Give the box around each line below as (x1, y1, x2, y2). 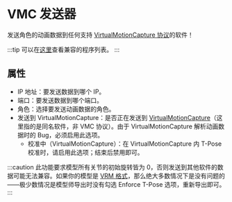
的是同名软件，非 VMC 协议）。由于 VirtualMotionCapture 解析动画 (29, 122, 219, 131)
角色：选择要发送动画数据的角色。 (17, 105, 115, 113)
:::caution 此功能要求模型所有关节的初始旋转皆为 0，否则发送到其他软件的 (7, 162, 217, 171)
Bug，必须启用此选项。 (37, 131, 104, 139)
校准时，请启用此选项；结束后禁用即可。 (27, 148, 144, 156)
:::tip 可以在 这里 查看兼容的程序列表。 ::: (7, 45, 120, 53)
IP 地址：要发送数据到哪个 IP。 (17, 87, 106, 96)
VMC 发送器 (7, 6, 76, 22)
